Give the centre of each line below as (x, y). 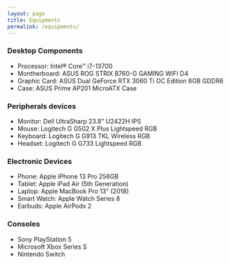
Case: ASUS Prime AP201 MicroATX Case (77, 88)
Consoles (24, 224)
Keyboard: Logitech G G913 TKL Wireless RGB (84, 135)
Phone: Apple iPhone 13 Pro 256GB (68, 176)
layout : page (26, 14)
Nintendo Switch (41, 254)
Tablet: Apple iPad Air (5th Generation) (73, 184)
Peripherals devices (42, 106)
